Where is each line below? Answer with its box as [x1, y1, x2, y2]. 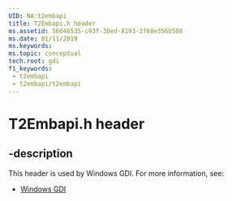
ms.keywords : [8, 42, 53, 50]
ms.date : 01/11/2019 [8, 34, 79, 43]
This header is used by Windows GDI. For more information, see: [8, 168, 225, 178]
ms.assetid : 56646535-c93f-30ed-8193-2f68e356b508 [8, 27, 183, 35]
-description [8, 147, 73, 160]
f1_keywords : [8, 65, 53, 73]
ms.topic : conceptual [8, 49, 82, 58]
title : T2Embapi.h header [8, 19, 96, 28]
